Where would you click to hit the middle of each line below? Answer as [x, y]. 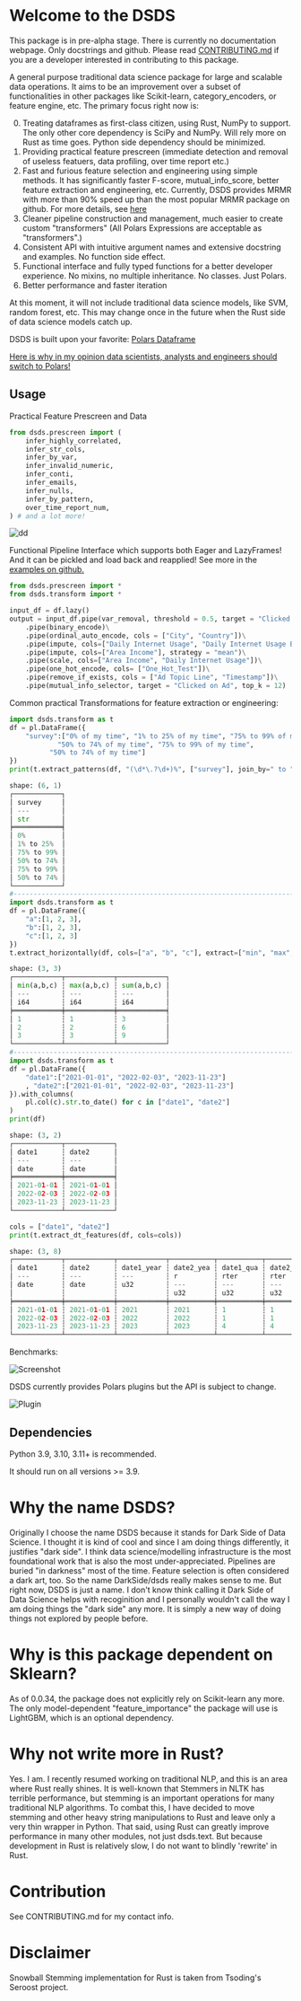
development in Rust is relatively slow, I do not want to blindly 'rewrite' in [143, 1846]
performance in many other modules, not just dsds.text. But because [136, 1836]
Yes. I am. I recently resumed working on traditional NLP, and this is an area [149, 1778]
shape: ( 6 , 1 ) [36, 786]
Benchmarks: [34, 1352]
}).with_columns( [42, 1094]
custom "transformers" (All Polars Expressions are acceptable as [142, 228]
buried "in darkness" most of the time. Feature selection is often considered [149, 1570]
